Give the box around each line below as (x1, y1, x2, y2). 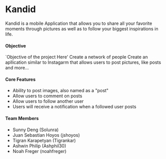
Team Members (5, 115, 39, 121)
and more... (5, 65, 29, 71)
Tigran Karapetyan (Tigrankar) (12, 137, 76, 143)
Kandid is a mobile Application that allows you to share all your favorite (5, 20, 152, 26)
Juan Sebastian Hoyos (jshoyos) (12, 132, 80, 138)
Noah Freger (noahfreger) (12, 148, 67, 154)
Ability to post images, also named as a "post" (12, 88, 109, 94)
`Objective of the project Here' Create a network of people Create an (5, 54, 148, 60)
